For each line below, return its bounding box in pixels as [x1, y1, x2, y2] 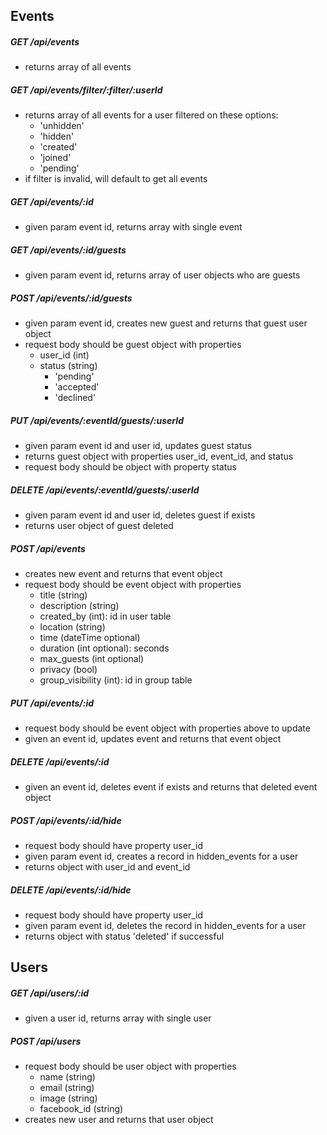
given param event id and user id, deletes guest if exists [24, 509, 256, 521]
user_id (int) [39, 349, 90, 361]
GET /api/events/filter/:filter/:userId [10, 84, 163, 96]
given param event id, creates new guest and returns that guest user [24, 317, 308, 329]
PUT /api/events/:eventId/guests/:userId [10, 414, 185, 426]
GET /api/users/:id [10, 987, 90, 999]
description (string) [39, 600, 120, 612]
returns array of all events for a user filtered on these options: [24, 109, 279, 121]
